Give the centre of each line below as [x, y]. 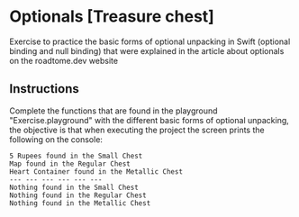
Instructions [44, 89]
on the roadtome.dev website [64, 60]
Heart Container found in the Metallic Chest [96, 172]
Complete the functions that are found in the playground [113, 111]
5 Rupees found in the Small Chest [76, 156]
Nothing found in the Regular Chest [78, 195]
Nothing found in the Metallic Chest [80, 203]
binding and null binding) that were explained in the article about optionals [147, 50]
